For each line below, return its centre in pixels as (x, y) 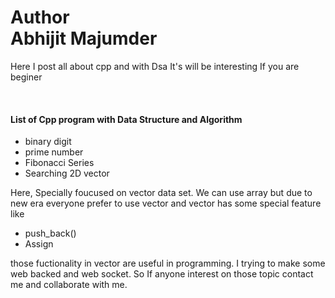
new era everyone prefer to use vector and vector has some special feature (166, 203)
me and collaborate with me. (69, 285)
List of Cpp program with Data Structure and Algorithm (126, 119)
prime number (54, 152)
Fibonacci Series (59, 163)
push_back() (50, 233)
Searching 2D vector (67, 173)
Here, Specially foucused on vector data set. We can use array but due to (161, 193)
